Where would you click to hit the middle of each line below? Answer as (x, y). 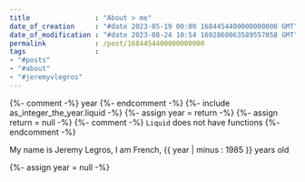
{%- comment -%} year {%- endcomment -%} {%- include (120, 103)
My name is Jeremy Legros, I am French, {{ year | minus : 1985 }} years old (149, 149)
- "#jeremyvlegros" (46, 77)
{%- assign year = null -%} (60, 167)
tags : (54, 52)
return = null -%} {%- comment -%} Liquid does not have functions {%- (145, 122)
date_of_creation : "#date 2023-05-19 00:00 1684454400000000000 (144, 26)
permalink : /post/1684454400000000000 (107, 43)
